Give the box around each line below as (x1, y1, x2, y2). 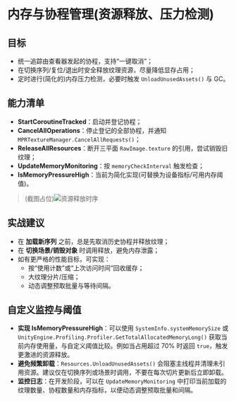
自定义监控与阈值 (7, 304, 82, 316)
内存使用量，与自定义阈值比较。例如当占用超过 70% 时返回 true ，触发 (23, 342, 228, 350)
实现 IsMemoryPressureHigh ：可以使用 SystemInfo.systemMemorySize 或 (17, 324, 229, 332)
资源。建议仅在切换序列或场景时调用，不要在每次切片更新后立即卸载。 (23, 368, 228, 377)
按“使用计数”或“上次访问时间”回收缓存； (27, 263, 144, 272)
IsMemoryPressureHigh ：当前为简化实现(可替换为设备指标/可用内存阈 (17, 170, 223, 179)
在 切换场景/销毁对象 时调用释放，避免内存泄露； (17, 245, 160, 255)
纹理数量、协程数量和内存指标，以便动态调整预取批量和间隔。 (17, 386, 197, 395)
